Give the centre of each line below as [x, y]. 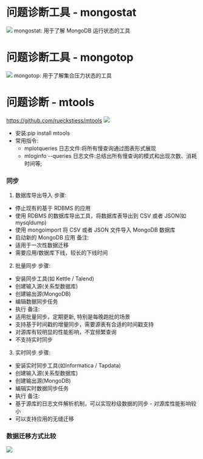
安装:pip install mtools [42, 133]
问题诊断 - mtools [50, 103]
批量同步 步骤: [33, 266]
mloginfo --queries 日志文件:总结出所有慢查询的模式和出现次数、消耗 [111, 155]
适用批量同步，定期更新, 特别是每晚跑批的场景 [73, 317]
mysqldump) [31, 222]
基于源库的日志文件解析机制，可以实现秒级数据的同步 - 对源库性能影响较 [106, 404]
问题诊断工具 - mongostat [71, 12]
